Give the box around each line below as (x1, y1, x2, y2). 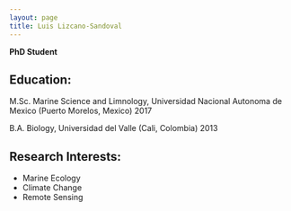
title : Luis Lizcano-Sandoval (9, 22, 123, 31)
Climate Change (22, 182, 83, 193)
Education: (9, 72, 72, 87)
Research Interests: (9, 149, 121, 164)
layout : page (9, 13, 58, 22)
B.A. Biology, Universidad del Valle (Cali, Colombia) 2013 (9, 123, 218, 134)
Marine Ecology (22, 172, 81, 184)
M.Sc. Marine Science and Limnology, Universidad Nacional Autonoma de (9, 96, 283, 107)
